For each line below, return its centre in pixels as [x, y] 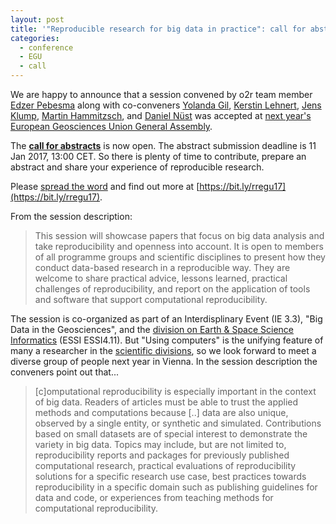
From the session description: [71, 216]
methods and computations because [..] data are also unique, [161, 412]
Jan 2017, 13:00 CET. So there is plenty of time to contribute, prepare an [158, 156]
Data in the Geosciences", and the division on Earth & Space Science [152, 329]
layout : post [37, 19]
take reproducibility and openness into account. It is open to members [179, 246]
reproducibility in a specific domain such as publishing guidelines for [176, 487]
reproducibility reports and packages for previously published [162, 455]
